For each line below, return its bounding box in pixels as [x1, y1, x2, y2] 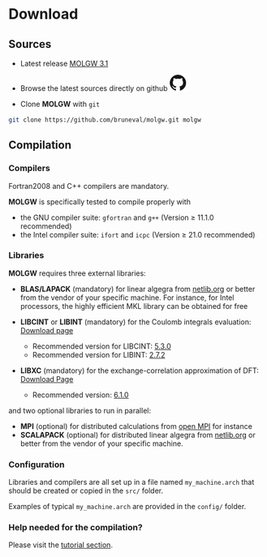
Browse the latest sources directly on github [19, 84, 168, 93]
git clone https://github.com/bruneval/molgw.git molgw [8, 116, 201, 124]
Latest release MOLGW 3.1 [19, 58, 109, 68]
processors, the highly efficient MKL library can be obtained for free [19, 301, 248, 311]
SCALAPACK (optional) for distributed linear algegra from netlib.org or [19, 430, 256, 439]
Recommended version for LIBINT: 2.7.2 [32, 349, 166, 359]
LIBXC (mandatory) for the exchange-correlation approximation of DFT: [19, 366, 260, 375]
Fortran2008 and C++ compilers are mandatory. [8, 181, 169, 191]
